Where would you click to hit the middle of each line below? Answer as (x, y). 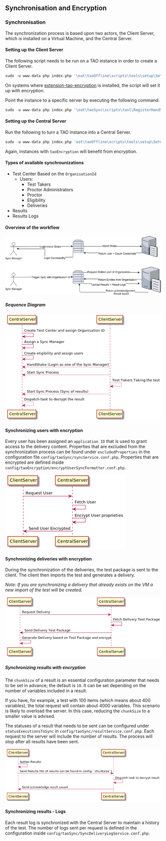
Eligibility (36, 200)
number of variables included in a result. (46, 691)
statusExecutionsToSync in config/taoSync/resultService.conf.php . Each (80, 731)
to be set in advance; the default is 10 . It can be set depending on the (76, 685)
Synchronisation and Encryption (56, 8)
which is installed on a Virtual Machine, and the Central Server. (69, 38)
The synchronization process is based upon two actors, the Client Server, (80, 33)
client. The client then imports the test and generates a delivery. (70, 575)
